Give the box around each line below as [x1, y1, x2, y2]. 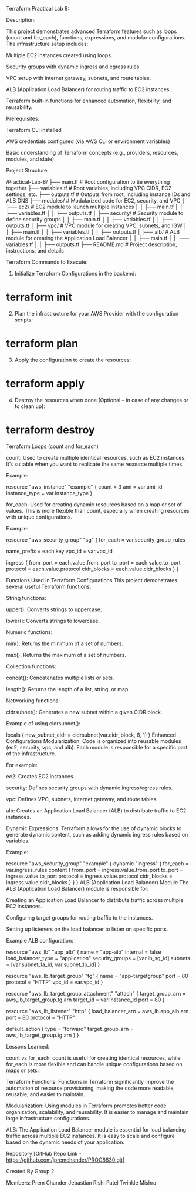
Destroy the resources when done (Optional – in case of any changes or [14, 396, 189, 403]
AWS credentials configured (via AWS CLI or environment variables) [6, 138, 170, 145]
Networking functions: [6, 697, 60, 704]
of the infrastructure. [6, 750, 57, 757]
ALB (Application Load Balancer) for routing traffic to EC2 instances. [6, 86, 171, 93]
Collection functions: [6, 662, 56, 670]
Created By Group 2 [6, 1167, 55, 1175]
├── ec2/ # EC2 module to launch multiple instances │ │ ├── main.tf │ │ [6, 203, 184, 210]
